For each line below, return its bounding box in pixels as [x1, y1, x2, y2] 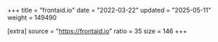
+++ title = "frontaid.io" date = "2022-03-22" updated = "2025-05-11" [7, 6, 212, 14]
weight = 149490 [7, 13, 57, 22]
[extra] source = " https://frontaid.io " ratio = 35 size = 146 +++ [7, 27, 188, 35]
